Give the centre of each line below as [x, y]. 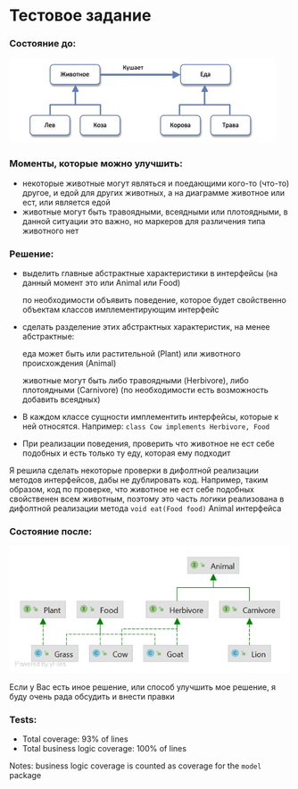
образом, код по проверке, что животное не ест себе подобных [132, 490]
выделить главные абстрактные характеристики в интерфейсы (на [150, 273]
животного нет [50, 231]
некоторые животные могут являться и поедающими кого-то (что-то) [156, 183]
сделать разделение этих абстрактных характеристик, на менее [146, 327]
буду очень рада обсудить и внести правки [92, 696]
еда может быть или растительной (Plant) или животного [131, 354]
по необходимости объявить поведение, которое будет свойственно [154, 300]
